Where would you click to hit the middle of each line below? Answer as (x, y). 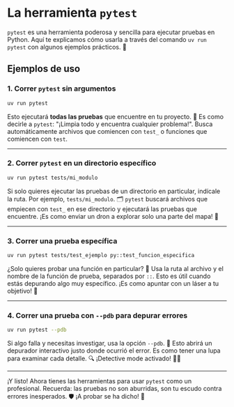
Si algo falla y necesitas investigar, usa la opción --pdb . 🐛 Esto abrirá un (110, 344)
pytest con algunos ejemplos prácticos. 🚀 (67, 47)
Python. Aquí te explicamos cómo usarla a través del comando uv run (107, 39)
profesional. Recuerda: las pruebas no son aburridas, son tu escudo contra (115, 389)
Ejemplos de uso (44, 69)
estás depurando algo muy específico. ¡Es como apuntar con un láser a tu (113, 283)
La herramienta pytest (72, 13)
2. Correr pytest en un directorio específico (82, 163)
